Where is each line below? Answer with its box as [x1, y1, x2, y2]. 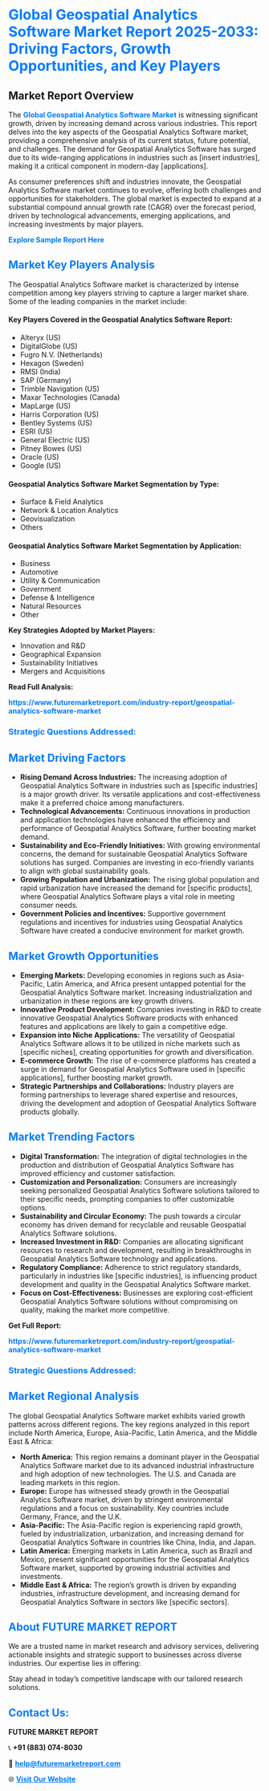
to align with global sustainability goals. [19, 866, 151, 876]
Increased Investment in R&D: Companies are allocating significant [19, 1236, 244, 1246]
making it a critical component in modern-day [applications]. [8, 161, 209, 170]
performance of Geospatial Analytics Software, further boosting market [19, 824, 257, 833]
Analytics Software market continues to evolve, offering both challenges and [8, 185, 262, 194]
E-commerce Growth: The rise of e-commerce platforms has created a [19, 1056, 257, 1065]
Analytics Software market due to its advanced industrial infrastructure [19, 1460, 255, 1470]
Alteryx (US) [19, 333, 62, 343]
